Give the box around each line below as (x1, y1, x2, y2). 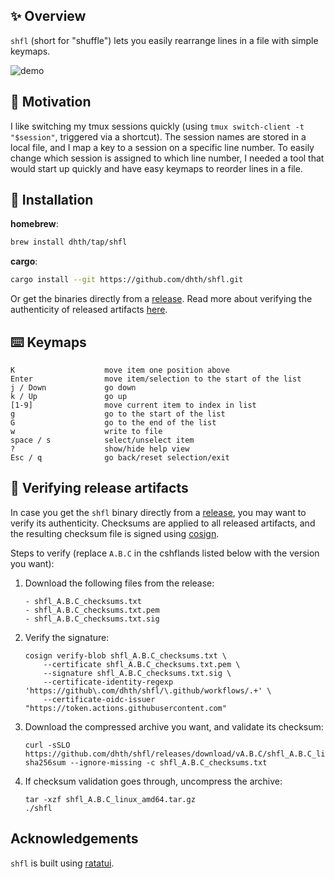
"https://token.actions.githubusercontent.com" (24, 703, 227, 713)
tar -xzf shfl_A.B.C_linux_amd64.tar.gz (24, 794, 196, 804)
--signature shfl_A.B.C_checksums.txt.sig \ (43, 668, 232, 678)
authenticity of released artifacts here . (10, 304, 168, 316)
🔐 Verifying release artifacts (10, 480, 189, 497)
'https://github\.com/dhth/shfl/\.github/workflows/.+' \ (24, 685, 272, 696)
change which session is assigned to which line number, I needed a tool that (10, 152, 325, 164)
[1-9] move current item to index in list (10, 400, 257, 410)
